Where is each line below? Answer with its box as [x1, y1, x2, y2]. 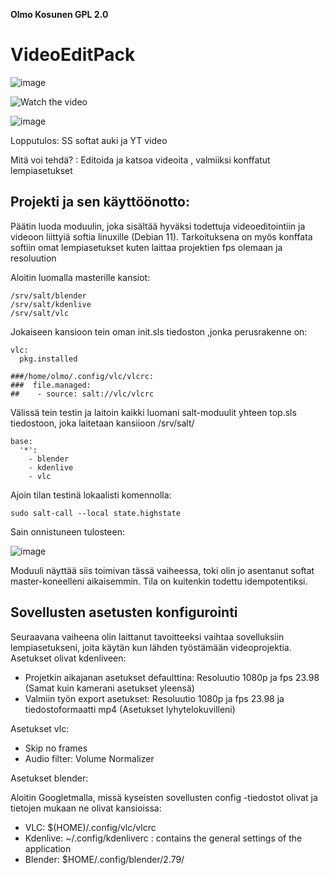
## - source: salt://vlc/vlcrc [10, 389, 155, 399]
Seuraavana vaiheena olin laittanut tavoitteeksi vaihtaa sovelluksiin [10, 630, 285, 643]
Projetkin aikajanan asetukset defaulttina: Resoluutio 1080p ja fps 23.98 [24, 671, 320, 683]
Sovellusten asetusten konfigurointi [10, 604, 238, 621]
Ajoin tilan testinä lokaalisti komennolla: [10, 489, 172, 501]
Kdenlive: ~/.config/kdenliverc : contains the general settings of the [24, 832, 303, 844]
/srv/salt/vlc [10, 308, 70, 318]
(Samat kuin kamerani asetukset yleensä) [24, 682, 195, 694]
